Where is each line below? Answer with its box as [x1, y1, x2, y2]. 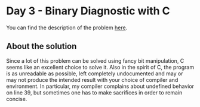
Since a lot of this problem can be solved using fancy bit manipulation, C [6, 57, 184, 64]
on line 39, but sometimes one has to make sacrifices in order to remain [6, 88, 183, 96]
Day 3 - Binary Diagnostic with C [6, 4, 170, 18]
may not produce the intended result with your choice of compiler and [6, 76, 179, 83]
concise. [6, 95, 27, 102]
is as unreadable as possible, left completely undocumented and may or [6, 70, 183, 77]
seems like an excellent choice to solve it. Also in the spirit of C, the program [6, 63, 195, 71]
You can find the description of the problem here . [6, 24, 128, 31]
